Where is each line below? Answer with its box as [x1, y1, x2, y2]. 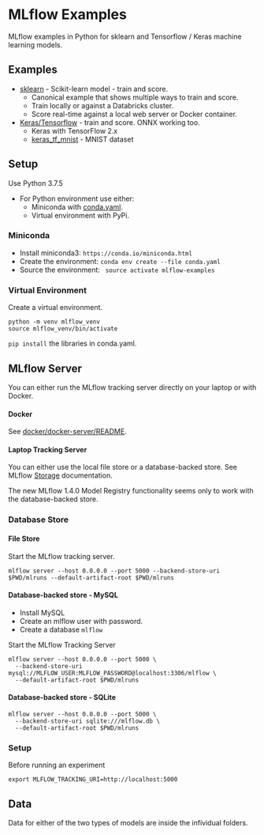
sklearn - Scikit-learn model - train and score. [19, 84, 169, 93]
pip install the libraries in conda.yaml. [8, 338, 137, 349]
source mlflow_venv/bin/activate [8, 325, 118, 333]
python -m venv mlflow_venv [8, 318, 101, 326]
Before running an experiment [8, 761, 106, 770]
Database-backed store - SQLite [8, 693, 117, 702]
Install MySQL [19, 607, 65, 618]
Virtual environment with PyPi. [31, 210, 130, 220]
